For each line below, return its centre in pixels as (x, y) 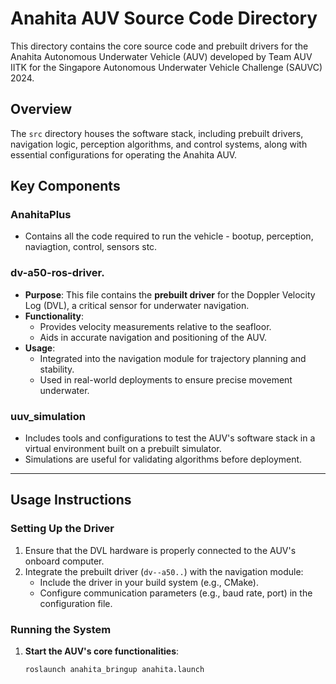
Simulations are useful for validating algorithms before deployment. (163, 459)
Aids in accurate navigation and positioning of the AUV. (153, 337)
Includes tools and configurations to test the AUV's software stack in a (170, 438)
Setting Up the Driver (62, 529)
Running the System (61, 629)
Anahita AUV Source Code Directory (164, 18)
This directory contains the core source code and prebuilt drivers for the (159, 46)
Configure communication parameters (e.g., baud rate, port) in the (176, 593)
